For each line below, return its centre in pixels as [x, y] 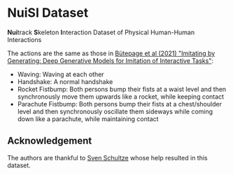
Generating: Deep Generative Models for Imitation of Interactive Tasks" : [110, 60]
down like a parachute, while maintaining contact [88, 119]
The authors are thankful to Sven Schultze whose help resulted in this [107, 157]
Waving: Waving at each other [61, 74]
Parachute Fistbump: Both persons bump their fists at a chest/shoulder [120, 104]
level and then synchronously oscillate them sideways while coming [115, 111]
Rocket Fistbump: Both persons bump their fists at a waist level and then [122, 89]
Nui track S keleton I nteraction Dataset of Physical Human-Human [101, 32]
